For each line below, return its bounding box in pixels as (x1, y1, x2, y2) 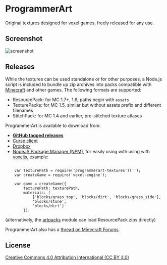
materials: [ (23, 190, 51, 195)
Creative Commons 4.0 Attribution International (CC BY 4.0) (5, 254, 130, 260)
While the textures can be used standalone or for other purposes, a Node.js (5, 76, 162, 82)
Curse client (12, 138, 38, 144)
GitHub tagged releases (12, 132, 64, 138)
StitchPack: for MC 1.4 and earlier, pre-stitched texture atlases (12, 112, 142, 119)
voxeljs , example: (12, 154, 49, 160)
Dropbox (12, 143, 31, 149)
